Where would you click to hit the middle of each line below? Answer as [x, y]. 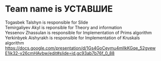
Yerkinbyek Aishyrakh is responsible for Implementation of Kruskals [72, 38]
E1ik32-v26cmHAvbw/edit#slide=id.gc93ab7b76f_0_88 [60, 53]
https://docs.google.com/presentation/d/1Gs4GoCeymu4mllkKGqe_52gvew [80, 48]
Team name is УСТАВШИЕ [59, 9]
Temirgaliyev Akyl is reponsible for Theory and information [64, 27]
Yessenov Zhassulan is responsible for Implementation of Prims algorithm [78, 32]
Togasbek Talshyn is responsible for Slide [47, 22]
